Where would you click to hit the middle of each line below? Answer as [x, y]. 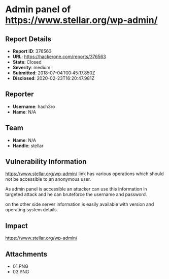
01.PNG [21, 266]
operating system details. [32, 210]
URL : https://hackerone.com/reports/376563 [59, 57]
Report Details [28, 39]
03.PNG [21, 272]
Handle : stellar [28, 146]
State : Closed [27, 62]
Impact [16, 226]
